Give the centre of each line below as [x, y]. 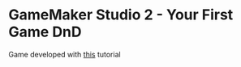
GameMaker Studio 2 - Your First [121, 15]
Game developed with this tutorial [65, 54]
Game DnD [45, 32]
